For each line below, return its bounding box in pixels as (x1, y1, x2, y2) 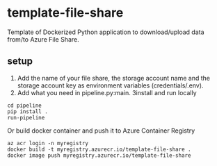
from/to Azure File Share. (7, 35, 80, 43)
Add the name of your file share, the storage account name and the (17, 74, 211, 82)
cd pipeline (7, 102, 42, 109)
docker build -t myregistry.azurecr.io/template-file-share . (7, 146, 191, 153)
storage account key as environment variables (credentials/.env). (17, 81, 204, 90)
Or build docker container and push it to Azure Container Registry (7, 126, 195, 135)
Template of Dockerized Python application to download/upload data (7, 28, 204, 36)
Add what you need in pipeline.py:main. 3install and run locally (17, 88, 197, 97)
